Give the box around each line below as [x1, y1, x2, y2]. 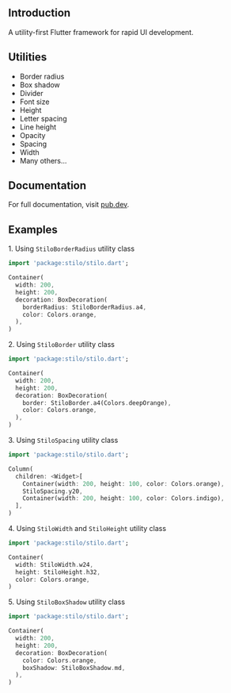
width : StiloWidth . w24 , [15, 560, 93, 568]
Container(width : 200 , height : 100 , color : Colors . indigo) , [22, 495, 225, 502]
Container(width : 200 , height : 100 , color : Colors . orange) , [22, 479, 225, 487]
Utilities [8, 51, 47, 64]
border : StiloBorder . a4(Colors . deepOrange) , [22, 398, 172, 407]
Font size [19, 97, 50, 106]
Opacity [19, 130, 46, 140]
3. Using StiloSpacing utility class [8, 436, 119, 445]
